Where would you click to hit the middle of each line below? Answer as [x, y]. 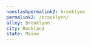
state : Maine [23, 34]
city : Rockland [25, 28]
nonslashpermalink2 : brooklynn [46, 12]
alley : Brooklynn [28, 23]
